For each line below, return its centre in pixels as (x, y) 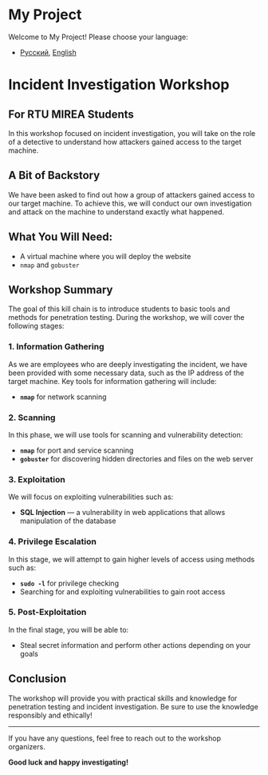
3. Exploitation (37, 479)
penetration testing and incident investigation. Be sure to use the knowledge (134, 706)
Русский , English (48, 52)
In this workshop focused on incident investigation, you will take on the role (132, 133)
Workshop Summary (61, 290)
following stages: (36, 326)
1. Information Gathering (57, 347)
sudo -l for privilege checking (69, 583)
